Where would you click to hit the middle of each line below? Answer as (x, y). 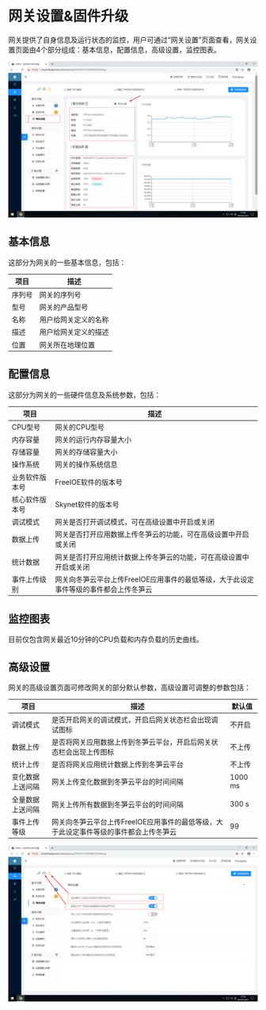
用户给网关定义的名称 (74, 319)
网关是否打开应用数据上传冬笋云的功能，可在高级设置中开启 (152, 534)
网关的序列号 (60, 294)
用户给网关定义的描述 (74, 332)
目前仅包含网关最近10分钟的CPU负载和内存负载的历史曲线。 (106, 639)
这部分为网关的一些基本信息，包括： (67, 262)
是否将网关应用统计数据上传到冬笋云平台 (117, 764)
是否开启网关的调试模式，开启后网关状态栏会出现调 (135, 720)
